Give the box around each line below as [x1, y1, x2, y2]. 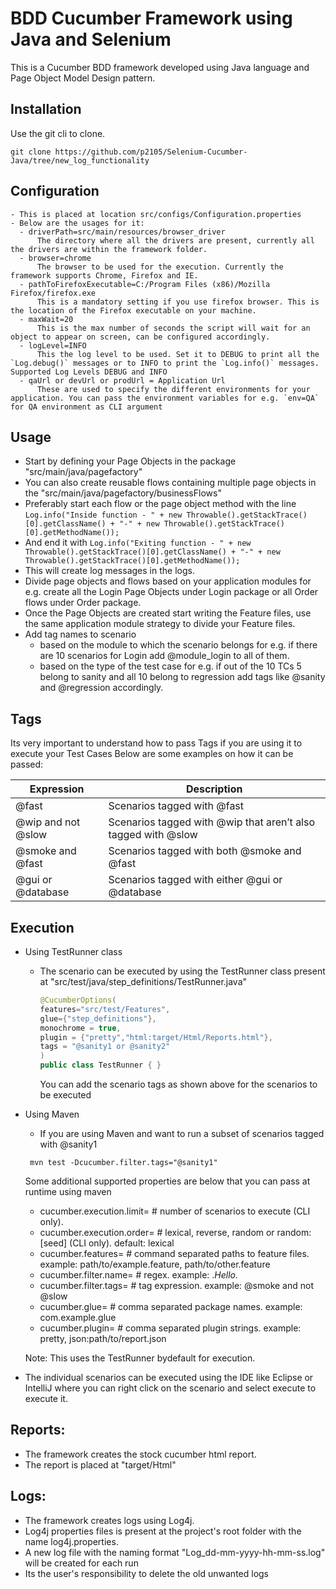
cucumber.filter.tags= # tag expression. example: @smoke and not [39, 1280, 315, 1291]
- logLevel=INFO [19, 340, 87, 351]
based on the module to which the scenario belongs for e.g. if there [39, 639, 318, 651]
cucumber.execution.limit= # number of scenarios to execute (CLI [39, 1205, 311, 1217]
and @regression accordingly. [39, 682, 164, 694]
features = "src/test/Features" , [39, 1004, 171, 1014]
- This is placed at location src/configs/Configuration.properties [10, 209, 302, 219]
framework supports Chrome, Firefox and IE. [10, 270, 199, 281]
